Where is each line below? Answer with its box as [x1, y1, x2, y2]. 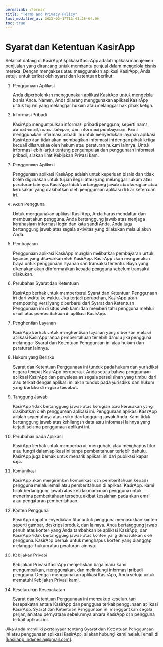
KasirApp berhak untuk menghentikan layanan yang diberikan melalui [12, 330, 151, 335]
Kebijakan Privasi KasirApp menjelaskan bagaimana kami [12, 562, 127, 568]
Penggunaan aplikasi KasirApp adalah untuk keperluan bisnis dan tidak [12, 171, 154, 177]
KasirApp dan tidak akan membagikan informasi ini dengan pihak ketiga [12, 137, 156, 143]
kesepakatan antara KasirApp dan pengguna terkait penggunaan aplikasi [12, 601, 158, 607]
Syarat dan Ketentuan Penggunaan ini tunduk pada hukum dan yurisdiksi [12, 364, 158, 370]
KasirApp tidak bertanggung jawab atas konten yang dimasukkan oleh [12, 533, 153, 538]
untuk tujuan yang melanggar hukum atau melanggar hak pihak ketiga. [12, 103, 154, 109]
